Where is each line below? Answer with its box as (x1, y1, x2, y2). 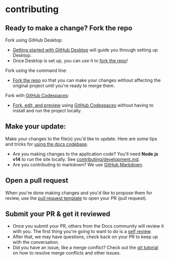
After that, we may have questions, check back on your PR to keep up (12, 234, 158, 240)
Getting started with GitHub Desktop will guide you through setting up (12, 47, 158, 53)
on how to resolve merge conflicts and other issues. (12, 250, 121, 256)
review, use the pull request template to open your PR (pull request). (5, 195, 147, 201)
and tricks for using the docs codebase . (5, 141, 89, 147)
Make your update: (5, 122, 66, 131)
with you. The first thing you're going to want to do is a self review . (12, 229, 152, 235)
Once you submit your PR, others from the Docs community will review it (12, 223, 164, 229)
